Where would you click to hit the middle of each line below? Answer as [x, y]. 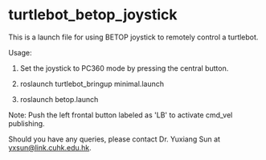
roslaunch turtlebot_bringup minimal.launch [92, 84]
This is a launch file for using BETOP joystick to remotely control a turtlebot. [133, 37]
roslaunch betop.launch [59, 99]
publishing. [27, 123]
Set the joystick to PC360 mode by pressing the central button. [124, 68]
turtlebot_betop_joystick [93, 15]
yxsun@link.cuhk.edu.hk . [50, 147]
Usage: [20, 52]
